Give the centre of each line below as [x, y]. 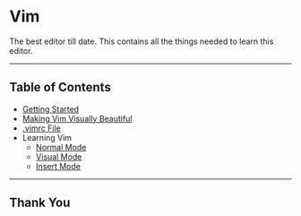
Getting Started [50, 108]
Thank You [40, 203]
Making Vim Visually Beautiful [77, 118]
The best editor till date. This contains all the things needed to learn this [142, 41]
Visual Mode [59, 156]
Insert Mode [58, 166]
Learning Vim [47, 137]
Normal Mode [61, 147]
